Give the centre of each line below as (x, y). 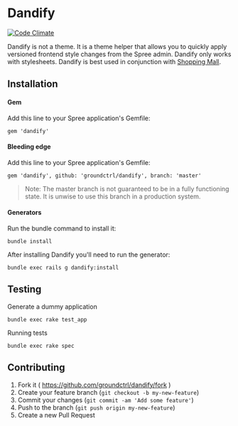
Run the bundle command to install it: (62, 228)
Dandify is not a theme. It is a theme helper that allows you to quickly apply (117, 46)
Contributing (36, 368)
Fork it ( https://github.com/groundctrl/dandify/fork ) (94, 385)
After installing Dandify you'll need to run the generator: (89, 255)
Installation (33, 84)
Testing (25, 289)
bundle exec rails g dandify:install (63, 267)
